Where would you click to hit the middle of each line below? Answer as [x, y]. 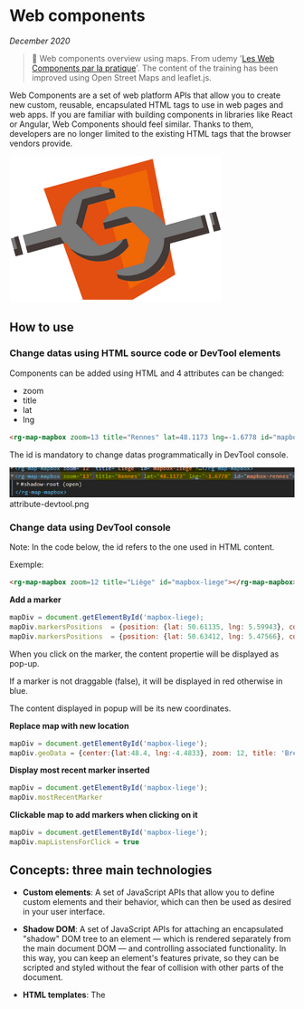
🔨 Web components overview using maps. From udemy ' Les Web [153, 58]
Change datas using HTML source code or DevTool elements [145, 353]
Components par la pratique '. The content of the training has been [155, 68]
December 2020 [40, 41]
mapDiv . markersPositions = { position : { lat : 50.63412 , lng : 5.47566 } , [147, 636]
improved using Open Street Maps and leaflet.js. [122, 77]
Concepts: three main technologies [111, 870]
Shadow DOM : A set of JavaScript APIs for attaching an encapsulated [153, 928]
